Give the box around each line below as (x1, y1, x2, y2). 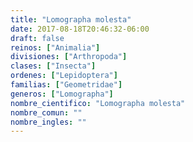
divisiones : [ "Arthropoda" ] (10, 52, 128, 62)
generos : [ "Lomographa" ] (10, 89, 114, 99)
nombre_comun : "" (10, 107, 83, 118)
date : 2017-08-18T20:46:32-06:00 (10, 24, 150, 34)
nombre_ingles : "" (10, 117, 87, 127)
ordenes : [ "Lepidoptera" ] (10, 71, 118, 81)
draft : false (10, 33, 65, 43)
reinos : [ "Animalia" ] (10, 42, 101, 53)
